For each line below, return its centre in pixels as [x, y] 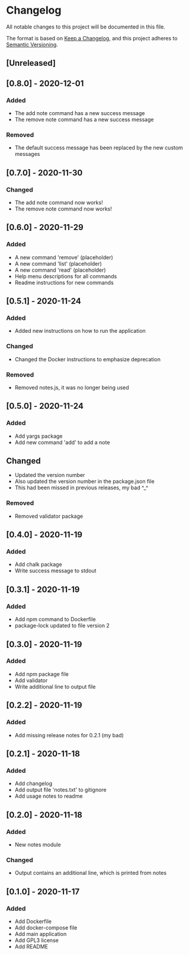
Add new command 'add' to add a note [62, 442]
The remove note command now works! [63, 209]
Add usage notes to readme [49, 796]
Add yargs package [39, 436]
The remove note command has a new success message [84, 120]
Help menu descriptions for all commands [66, 276]
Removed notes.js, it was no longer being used [72, 387]
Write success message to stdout [55, 571]
